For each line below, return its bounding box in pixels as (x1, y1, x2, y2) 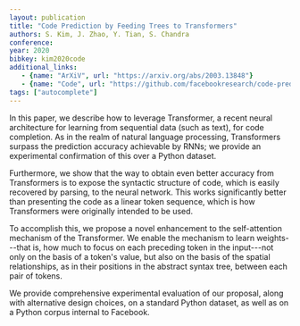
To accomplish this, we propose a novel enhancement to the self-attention (9, 222, 283, 233)
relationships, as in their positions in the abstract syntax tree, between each (9, 261, 288, 272)
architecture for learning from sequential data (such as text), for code (9, 121, 265, 132)
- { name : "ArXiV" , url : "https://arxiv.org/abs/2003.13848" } (21, 71, 254, 80)
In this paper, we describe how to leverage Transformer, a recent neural (9, 113, 273, 123)
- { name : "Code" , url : (21, 79, 105, 88)
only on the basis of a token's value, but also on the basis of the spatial (9, 251, 271, 262)
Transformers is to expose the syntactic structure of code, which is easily (9, 177, 279, 188)
